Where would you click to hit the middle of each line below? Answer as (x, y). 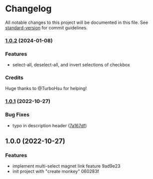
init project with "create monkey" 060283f (56, 172)
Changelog (28, 9)
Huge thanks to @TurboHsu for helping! (46, 89)
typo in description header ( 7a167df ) (50, 125)
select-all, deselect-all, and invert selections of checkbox (71, 65)
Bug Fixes (17, 115)
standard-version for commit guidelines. (46, 27)
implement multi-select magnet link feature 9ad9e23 (66, 166)
